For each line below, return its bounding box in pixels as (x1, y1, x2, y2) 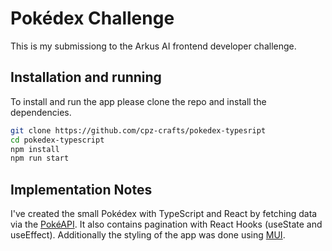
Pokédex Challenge (10, 7, 175, 30)
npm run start (10, 153, 70, 164)
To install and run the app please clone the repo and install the (10, 95, 267, 107)
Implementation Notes (10, 181, 153, 198)
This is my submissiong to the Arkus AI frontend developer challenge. (10, 40, 297, 52)
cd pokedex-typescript (10, 135, 105, 145)
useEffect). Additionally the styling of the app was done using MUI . (10, 229, 286, 241)
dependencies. (10, 106, 72, 118)
